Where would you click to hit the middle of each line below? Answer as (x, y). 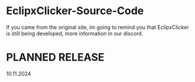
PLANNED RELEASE (55, 58)
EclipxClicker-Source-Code (75, 11)
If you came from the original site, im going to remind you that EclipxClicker (97, 27)
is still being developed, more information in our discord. (75, 33)
